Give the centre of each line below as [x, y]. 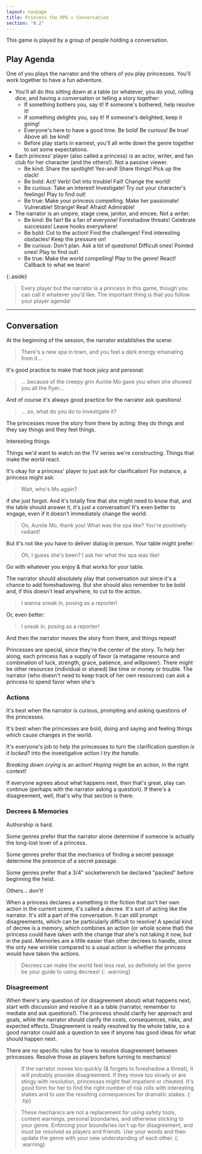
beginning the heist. [31, 879]
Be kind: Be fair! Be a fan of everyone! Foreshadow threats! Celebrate [110, 220]
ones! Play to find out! [51, 252]
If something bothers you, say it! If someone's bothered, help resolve [109, 105]
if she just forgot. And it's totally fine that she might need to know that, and [99, 501]
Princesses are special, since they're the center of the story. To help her [96, 650]
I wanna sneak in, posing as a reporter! [69, 603]
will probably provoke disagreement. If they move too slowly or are [103, 1075]
